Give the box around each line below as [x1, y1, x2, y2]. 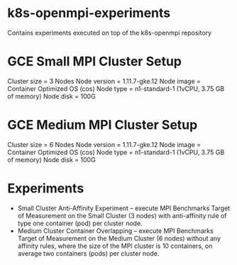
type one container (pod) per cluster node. [17, 219, 143, 227]
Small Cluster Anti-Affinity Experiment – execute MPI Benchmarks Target [17, 204, 231, 212]
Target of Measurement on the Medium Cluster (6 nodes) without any [17, 234, 221, 242]
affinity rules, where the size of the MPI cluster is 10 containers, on [17, 242, 213, 250]
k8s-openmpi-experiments [7, 5, 171, 21]
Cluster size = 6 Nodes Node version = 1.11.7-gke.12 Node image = [7, 140, 201, 148]
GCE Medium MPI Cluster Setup [7, 117, 198, 133]
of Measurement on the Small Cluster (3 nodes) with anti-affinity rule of [17, 211, 227, 220]
